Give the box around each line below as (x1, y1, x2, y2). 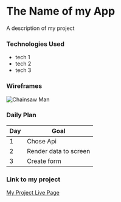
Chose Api (27, 137, 57, 145)
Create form (27, 157, 62, 165)
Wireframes (6, 82, 43, 90)
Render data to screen (27, 146, 91, 155)
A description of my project (6, 24, 75, 32)
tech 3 (15, 67, 32, 74)
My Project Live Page (6, 189, 60, 197)
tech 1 (15, 54, 30, 61)
